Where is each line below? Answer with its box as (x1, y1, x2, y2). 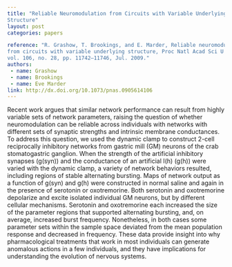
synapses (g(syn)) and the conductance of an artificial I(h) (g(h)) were (7, 157, 207, 166)
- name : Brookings (10, 74, 64, 81)
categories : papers (7, 29, 64, 37)
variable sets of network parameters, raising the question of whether (7, 113, 203, 121)
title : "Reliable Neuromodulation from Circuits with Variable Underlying (7, 10, 227, 17)
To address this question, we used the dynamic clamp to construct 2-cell (7, 135, 215, 144)
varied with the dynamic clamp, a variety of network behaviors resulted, (7, 164, 212, 172)
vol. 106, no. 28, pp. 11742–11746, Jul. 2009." (7, 55, 150, 62)
